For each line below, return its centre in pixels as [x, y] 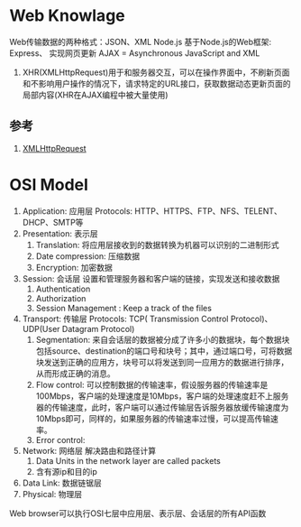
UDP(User [41, 328]
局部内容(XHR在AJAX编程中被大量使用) [95, 95]
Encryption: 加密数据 [74, 267]
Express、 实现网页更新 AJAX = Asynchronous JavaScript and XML [135, 53]
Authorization [61, 298]
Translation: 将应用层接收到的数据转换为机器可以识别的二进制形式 [157, 245]
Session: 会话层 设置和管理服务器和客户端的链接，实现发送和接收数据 [151, 278]
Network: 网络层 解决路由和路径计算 [89, 450]
